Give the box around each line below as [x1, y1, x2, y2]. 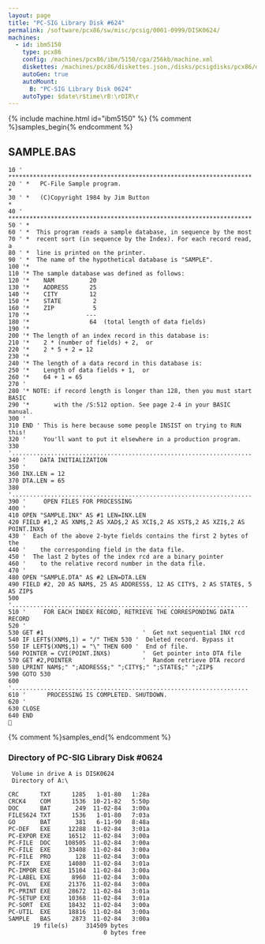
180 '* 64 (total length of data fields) [8, 318, 207, 326]
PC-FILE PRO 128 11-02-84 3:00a [8, 853, 150, 861]
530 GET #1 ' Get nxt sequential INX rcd [8, 629, 245, 637]
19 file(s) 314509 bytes [32, 922, 129, 930]
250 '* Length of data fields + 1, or [8, 366, 150, 375]
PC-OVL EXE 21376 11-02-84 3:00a [8, 881, 150, 889]
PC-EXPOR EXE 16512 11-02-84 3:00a [8, 832, 150, 841]
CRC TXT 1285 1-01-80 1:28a [8, 791, 150, 799]
